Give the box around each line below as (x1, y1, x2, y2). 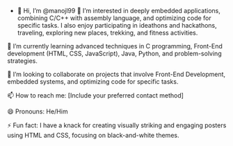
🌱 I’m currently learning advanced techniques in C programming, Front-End (7, 42, 223, 50)
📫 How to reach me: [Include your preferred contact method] (7, 91, 184, 100)
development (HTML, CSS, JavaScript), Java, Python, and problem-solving (7, 49, 222, 57)
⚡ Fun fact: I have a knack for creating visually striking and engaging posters (7, 121, 227, 129)
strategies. (7, 57, 38, 65)
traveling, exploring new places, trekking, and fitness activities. (17, 28, 198, 37)
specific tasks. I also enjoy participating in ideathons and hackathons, (17, 21, 217, 29)
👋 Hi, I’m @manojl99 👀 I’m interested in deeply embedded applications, (17, 7, 220, 15)
